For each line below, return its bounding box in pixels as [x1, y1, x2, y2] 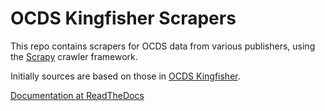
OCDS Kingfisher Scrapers [10, 7, 237, 30]
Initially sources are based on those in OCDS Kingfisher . [10, 70, 241, 82]
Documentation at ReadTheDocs [10, 89, 145, 101]
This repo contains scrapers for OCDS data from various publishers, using [10, 40, 316, 52]
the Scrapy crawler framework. [10, 50, 138, 62]
